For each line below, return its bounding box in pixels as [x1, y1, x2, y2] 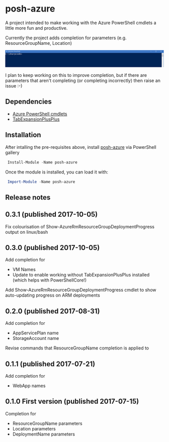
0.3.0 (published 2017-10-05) [5, 243, 100, 252]
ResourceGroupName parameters [12, 420, 82, 426]
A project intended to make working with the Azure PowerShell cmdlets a [5, 20, 156, 26]
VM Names [12, 267, 36, 273]
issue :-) [5, 83, 23, 89]
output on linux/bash [5, 229, 48, 235]
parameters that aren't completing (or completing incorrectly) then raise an [5, 77, 161, 83]
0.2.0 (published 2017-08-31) [5, 307, 100, 315]
